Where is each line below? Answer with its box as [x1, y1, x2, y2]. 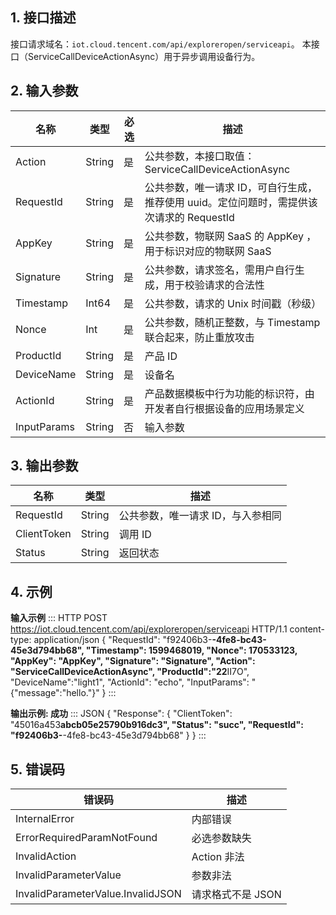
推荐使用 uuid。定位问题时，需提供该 [144, 195, 318, 209]
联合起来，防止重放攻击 [144, 330, 255, 344]
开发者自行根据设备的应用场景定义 [144, 401, 305, 415]
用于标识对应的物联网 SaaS [144, 244, 272, 258]
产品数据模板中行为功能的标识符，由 [144, 386, 315, 400]
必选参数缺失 [191, 831, 252, 845]
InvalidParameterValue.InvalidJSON [15, 887, 182, 901]
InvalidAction [15, 849, 77, 863]
